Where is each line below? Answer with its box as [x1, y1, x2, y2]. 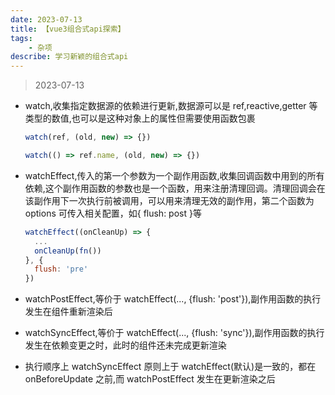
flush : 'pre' [34, 264, 89, 275]
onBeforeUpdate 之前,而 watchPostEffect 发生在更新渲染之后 [24, 373, 276, 385]
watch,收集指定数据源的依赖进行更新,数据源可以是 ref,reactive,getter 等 [24, 100, 318, 112]
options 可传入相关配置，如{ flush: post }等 [24, 207, 202, 219]
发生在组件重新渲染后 [24, 306, 113, 318]
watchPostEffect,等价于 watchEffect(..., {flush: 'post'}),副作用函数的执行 [24, 293, 322, 305]
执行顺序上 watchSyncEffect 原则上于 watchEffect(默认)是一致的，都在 [24, 361, 317, 373]
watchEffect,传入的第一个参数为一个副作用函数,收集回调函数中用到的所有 [24, 169, 325, 181]
